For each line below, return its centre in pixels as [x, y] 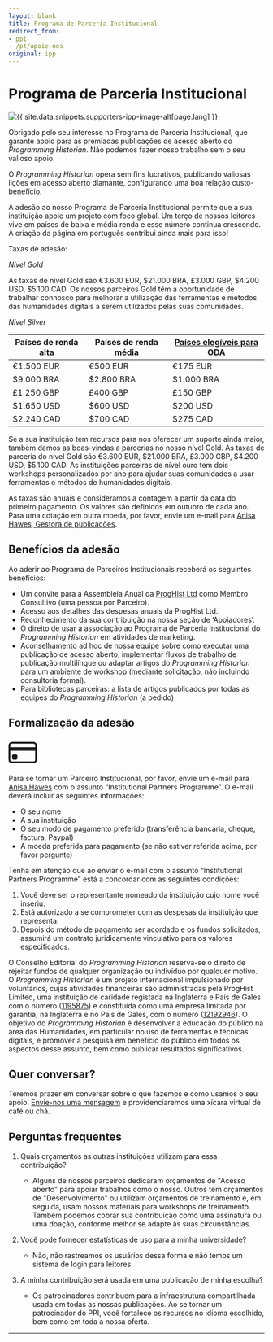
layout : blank [32, 16]
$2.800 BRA [113, 379]
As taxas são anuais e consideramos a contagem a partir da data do [122, 498]
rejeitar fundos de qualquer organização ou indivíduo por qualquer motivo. [133, 971]
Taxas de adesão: [38, 248]
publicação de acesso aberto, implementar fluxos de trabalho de [128, 654]
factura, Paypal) [47, 837]
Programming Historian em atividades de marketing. [108, 636]
